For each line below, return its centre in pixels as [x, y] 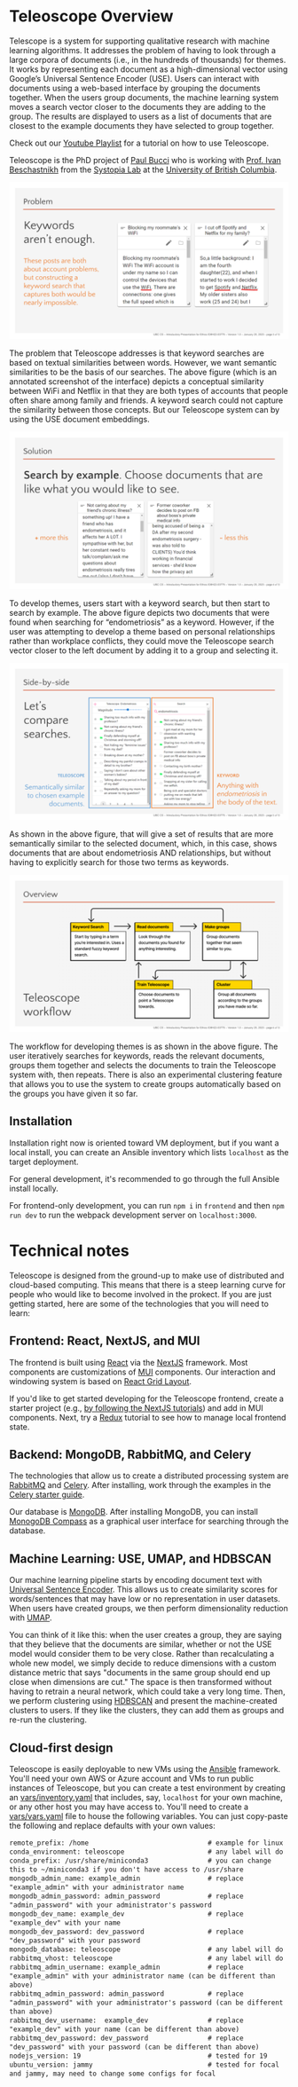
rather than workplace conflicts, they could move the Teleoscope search [141, 641]
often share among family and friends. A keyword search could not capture [146, 400]
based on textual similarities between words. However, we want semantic [143, 363]
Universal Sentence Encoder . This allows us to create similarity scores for [143, 1589]
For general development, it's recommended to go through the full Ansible [145, 1178]
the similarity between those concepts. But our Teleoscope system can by [145, 410]
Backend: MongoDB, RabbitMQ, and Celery [130, 1454]
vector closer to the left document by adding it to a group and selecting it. [144, 650]
